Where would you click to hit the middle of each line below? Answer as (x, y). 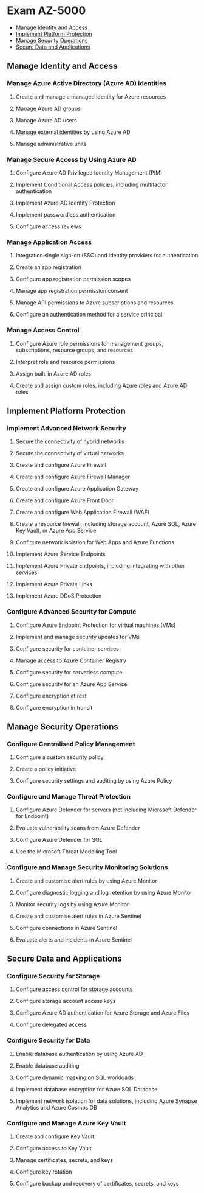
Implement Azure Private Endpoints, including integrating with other (100, 566)
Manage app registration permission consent (72, 291)
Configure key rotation (44, 1172)
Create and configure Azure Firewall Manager (73, 477)
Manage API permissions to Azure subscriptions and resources (94, 303)
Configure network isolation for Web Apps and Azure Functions (95, 542)
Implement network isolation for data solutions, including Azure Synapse (106, 1101)
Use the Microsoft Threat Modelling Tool (66, 852)
